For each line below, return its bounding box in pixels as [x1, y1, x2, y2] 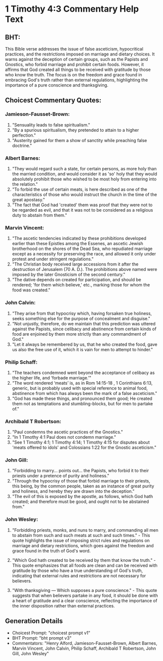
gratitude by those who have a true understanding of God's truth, [12, 568, 143, 573]
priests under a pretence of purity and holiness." [12, 473, 109, 479]
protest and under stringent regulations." [12, 256, 94, 262]
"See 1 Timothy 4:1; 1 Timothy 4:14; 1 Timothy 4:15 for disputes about [12, 439, 150, 446]
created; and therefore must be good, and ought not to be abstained [12, 499, 149, 504]
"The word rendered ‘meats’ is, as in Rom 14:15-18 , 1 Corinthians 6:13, [12, 380, 153, 386]
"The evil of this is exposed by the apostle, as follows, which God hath [12, 494, 153, 500]
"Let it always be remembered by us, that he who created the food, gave [12, 341, 158, 347]
